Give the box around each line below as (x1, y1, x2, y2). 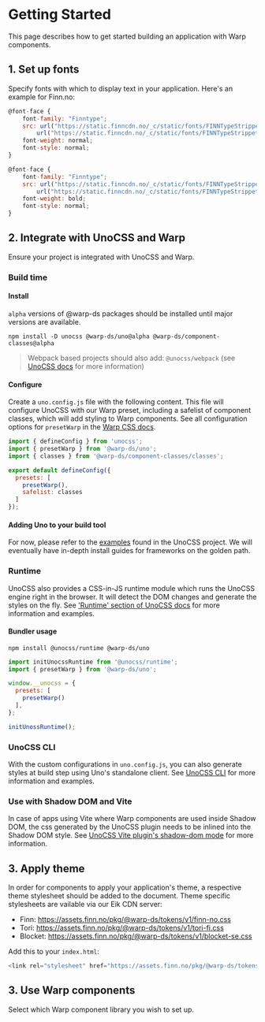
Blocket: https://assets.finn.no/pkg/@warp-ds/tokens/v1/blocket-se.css (19, 931, 252, 941)
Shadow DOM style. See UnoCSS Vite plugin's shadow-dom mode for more (8, 831, 254, 840)
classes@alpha (8, 339, 55, 347)
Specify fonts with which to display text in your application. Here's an (8, 84, 233, 93)
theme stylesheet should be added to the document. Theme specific (8, 891, 231, 901)
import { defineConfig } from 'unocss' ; (8, 437, 144, 446)
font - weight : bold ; (22, 195, 87, 203)
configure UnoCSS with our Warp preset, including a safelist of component (8, 406, 251, 415)
